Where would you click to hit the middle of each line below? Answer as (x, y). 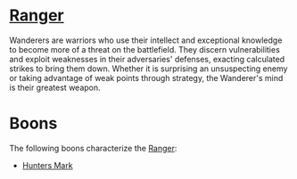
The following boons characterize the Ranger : (93, 148)
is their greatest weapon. (55, 87)
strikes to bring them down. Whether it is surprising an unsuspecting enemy (148, 69)
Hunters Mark (47, 165)
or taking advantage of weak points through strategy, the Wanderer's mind (146, 77)
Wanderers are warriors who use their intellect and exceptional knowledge (146, 40)
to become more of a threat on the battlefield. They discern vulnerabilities (145, 49)
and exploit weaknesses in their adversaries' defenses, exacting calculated (147, 59)
